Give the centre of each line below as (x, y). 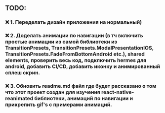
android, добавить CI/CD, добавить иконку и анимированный (83, 66)
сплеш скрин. (23, 73)
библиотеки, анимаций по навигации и (84, 99)
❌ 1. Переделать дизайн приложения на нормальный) (74, 22)
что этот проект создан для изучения (53, 92)
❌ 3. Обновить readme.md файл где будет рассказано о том (81, 86)
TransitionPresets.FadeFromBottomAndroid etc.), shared (75, 54)
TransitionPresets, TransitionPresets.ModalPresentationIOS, (80, 48)
